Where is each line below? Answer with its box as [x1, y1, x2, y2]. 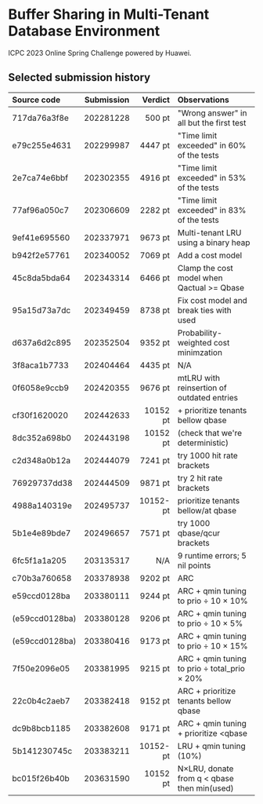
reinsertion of [177, 382, 227, 393]
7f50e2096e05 [12, 663, 70, 674]
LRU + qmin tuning [177, 740, 247, 751]
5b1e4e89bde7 [12, 528, 71, 539]
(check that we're [177, 427, 243, 438]
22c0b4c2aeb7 [12, 695, 70, 706]
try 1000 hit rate [177, 450, 239, 461]
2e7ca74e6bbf [12, 172, 69, 183]
